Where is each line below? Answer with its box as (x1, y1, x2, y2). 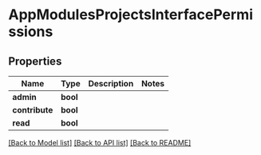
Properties (8, 54, 62, 68)
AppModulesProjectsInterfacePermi (8, 6, 254, 24)
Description (88, 78, 134, 89)
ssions (8, 22, 53, 41)
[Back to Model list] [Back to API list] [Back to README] (8, 138, 192, 147)
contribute (12, 105, 53, 115)
